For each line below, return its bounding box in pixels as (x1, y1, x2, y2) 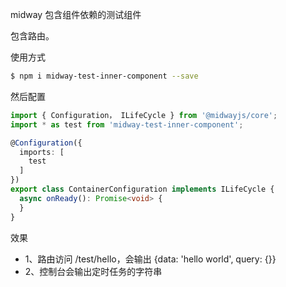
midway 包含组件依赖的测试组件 (10, 9, 142, 20)
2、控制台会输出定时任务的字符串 (24, 265, 163, 277)
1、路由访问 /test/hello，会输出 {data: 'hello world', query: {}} (24, 253, 277, 265)
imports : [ (19, 147, 65, 157)
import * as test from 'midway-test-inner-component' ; (10, 119, 244, 130)
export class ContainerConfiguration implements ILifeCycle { (10, 184, 275, 194)
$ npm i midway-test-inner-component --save (10, 71, 199, 81)
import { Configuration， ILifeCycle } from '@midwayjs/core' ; (10, 110, 278, 120)
